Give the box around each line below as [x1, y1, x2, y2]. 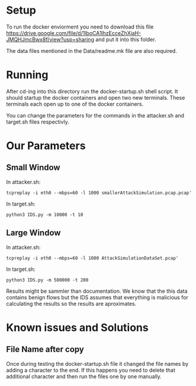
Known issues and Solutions [6, 321, 149, 334]
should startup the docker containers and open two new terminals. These [6, 94, 185, 101]
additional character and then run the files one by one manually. [6, 372, 162, 380]
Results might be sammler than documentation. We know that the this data [6, 287, 188, 295]
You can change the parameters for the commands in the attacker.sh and [6, 112, 185, 119]
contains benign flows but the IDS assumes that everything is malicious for [6, 293, 188, 300]
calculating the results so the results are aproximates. [6, 300, 137, 307]
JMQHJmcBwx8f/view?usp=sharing [6, 36, 95, 43]
